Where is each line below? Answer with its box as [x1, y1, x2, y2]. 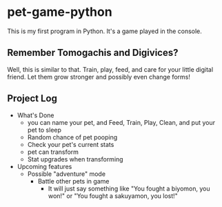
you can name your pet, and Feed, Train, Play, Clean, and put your [27, 118, 216, 126]
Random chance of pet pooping [27, 132, 118, 141]
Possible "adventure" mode [27, 170, 105, 178]
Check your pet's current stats [27, 140, 114, 148]
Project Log [7, 92, 57, 104]
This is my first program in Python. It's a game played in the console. [7, 27, 202, 35]
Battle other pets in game [37, 177, 110, 185]
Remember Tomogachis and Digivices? [7, 47, 179, 59]
